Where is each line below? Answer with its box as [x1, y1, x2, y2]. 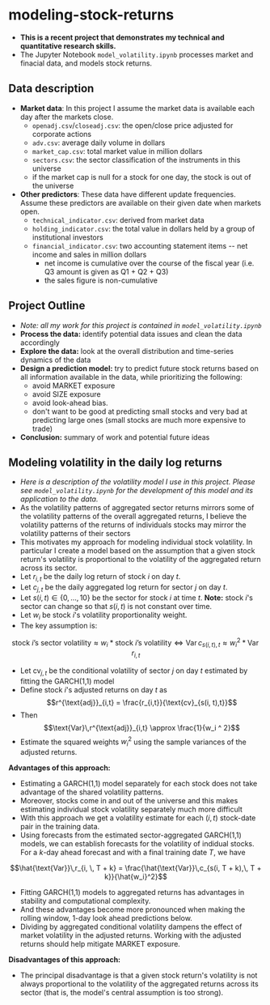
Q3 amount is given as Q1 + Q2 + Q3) [44, 266, 169, 276]
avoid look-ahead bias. [32, 398, 108, 407]
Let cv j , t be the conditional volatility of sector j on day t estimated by [19, 666, 248, 677]
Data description [8, 82, 95, 96]
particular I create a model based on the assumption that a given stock [19, 546, 255, 556]
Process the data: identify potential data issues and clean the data [19, 329, 243, 339]
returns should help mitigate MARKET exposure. [19, 939, 180, 949]
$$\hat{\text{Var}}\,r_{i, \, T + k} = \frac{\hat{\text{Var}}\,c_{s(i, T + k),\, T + [10, 863, 262, 873]
